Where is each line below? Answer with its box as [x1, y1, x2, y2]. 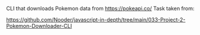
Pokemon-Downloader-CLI [6, 23, 72, 29]
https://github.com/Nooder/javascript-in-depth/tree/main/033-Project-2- [6, 16, 186, 23]
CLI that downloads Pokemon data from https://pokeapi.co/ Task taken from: [6, 5, 195, 12]
